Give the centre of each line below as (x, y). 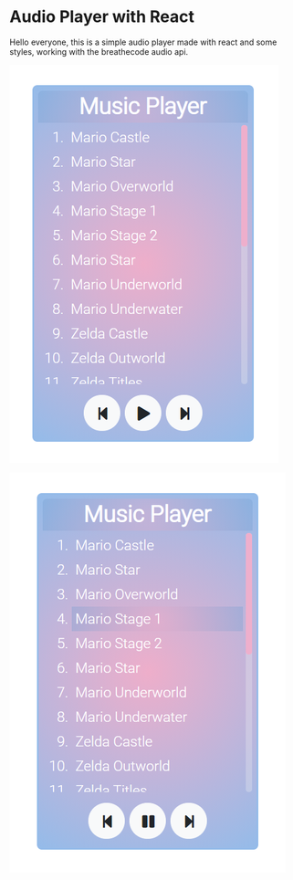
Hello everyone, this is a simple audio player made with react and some (143, 42)
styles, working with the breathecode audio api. (99, 51)
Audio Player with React (102, 17)
